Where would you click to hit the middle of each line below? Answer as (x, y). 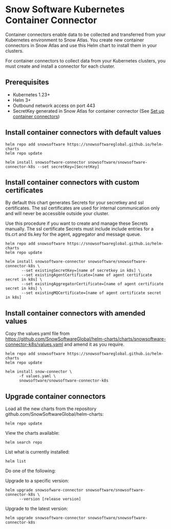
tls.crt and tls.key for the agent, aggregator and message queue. (73, 235)
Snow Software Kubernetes (65, 9)
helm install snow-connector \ (39, 372)
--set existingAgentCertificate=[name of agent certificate (87, 275)
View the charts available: (33, 433)
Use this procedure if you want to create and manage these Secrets (77, 223)
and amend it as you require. (94, 345)
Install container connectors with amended (76, 313)
